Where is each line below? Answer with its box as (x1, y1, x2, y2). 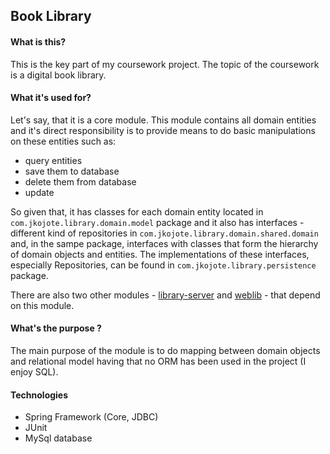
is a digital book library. (10, 69, 107, 81)
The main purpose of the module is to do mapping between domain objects (10, 345, 321, 356)
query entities (24, 154, 83, 166)
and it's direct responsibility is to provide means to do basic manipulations (10, 124, 316, 136)
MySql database (24, 432, 93, 444)
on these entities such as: (10, 135, 117, 147)
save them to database (24, 165, 120, 177)
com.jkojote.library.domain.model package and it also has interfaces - (10, 216, 305, 228)
